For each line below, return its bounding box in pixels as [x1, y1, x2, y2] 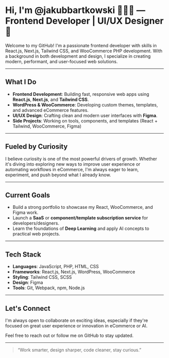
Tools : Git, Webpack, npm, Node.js [12, 285, 85, 291]
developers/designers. [12, 220, 59, 226]
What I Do [5, 78, 37, 86]
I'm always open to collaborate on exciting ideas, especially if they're [5, 317, 148, 323]
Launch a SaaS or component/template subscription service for [12, 215, 148, 221]
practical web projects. [12, 231, 60, 237]
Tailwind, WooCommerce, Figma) [12, 123, 81, 129]
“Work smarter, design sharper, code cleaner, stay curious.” [17, 347, 142, 353]
